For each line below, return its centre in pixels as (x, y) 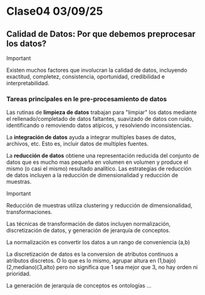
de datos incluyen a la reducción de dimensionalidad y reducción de (92, 175)
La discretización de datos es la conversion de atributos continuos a (92, 254)
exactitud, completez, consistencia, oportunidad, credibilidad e (86, 77)
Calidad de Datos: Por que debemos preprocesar (101, 34)
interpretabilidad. (28, 83)
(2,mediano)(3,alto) (31, 267)
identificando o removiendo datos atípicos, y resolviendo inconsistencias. (99, 125)
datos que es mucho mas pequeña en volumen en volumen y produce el (97, 162)
